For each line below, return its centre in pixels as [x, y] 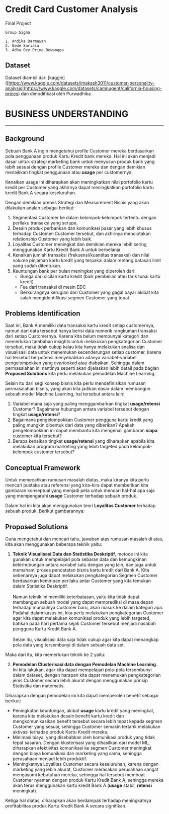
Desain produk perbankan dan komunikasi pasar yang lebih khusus [82, 228]
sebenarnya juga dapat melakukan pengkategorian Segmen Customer [85, 575]
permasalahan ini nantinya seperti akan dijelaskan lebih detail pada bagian [82, 368]
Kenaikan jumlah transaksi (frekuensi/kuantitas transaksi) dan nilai [81, 255]
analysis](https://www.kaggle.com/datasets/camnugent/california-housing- [83, 88]
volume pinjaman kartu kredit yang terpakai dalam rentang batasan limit [87, 260]
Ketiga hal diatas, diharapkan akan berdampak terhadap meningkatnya [78, 800]
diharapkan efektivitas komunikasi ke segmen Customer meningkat [82, 748]
